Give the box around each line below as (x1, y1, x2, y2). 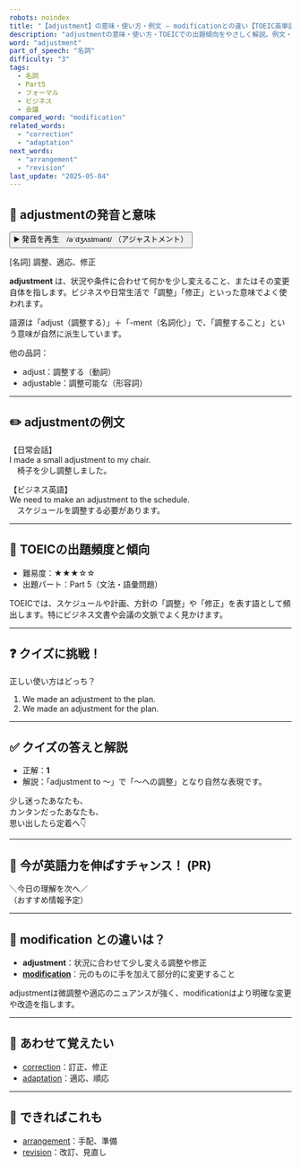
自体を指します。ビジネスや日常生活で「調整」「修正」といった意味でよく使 (9, 287, 288, 298)
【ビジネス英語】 (9, 483, 73, 494)
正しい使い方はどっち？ (9, 675, 96, 686)
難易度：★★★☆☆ (21, 567, 96, 579)
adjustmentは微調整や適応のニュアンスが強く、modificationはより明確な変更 (9, 988, 292, 998)
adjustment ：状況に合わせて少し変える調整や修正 (21, 957, 208, 968)
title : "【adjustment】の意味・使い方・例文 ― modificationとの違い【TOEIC (9, 22, 276, 30)
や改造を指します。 (9, 998, 80, 1009)
